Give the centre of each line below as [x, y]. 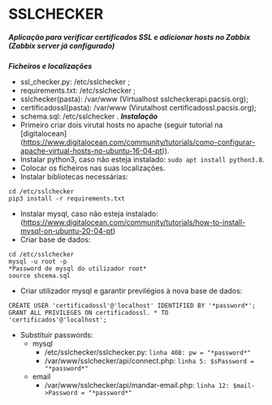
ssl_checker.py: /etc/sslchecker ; [75, 82]
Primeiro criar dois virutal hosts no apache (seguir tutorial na [121, 125]
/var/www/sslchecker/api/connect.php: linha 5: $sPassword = [149, 361]
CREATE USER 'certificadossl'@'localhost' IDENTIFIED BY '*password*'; [132, 306]
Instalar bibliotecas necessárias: [74, 177]
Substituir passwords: [56, 335]
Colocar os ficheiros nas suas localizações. [93, 168]
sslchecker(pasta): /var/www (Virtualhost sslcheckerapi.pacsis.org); [134, 99]
